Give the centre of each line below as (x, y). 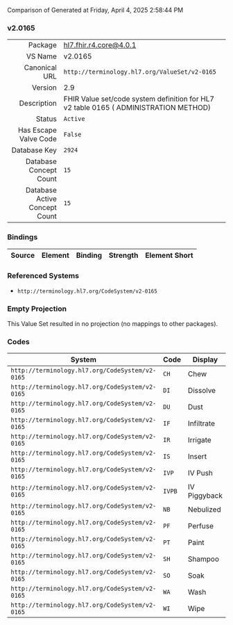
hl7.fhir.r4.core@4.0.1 (100, 45)
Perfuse (200, 526)
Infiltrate (201, 423)
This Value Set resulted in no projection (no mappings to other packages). (113, 324)
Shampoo (204, 559)
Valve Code (38, 139)
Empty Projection (37, 309)
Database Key (34, 150)
